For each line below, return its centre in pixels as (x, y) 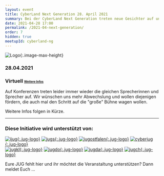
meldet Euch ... (20, 169)
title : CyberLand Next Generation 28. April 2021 (57, 14)
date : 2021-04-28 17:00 (29, 23)
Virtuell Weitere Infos (24, 81)
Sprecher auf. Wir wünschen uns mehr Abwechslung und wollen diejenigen (81, 97)
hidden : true (18, 37)
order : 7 (14, 32)
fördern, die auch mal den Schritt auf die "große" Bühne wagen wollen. (76, 102)
